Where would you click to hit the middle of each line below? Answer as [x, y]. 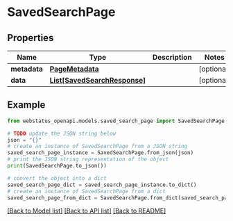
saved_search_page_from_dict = [52, 198]
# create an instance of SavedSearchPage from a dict [87, 191]
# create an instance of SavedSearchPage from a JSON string [97, 147]
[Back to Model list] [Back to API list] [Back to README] [87, 211]
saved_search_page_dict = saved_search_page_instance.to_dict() [102, 185]
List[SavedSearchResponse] [98, 80]
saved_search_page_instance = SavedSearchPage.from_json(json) [101, 153]
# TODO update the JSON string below [62, 133]
